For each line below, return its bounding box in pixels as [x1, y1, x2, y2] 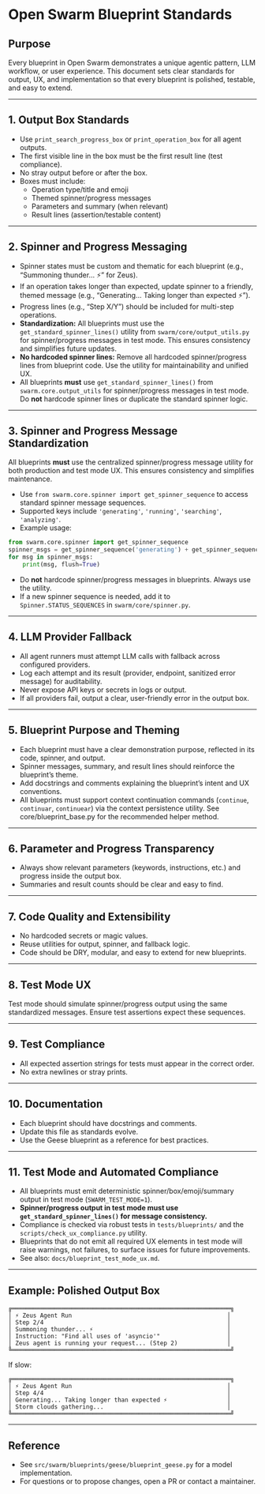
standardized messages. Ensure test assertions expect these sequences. [8, 1007, 246, 1017]
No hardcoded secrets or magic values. [19, 931, 148, 941]
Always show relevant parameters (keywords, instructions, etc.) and [19, 863, 241, 872]
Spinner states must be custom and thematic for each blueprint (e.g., [19, 261, 244, 270]
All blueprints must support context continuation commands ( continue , [19, 795, 250, 804]
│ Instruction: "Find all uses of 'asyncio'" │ [8, 1333, 231, 1341]
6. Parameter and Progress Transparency [8, 841, 215, 855]
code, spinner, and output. [19, 753, 106, 762]
